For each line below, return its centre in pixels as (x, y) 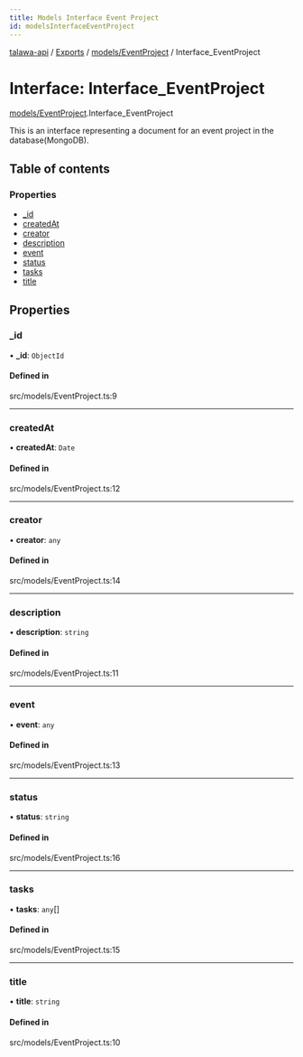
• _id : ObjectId (37, 355)
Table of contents (60, 168)
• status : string (39, 817)
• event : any (32, 725)
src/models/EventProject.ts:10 (65, 1042)
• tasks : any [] (35, 909)
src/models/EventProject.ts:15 (65, 950)
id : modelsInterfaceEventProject (72, 26)
